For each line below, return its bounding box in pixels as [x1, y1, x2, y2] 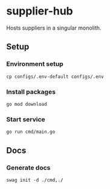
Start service [6, 115, 45, 123]
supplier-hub [6, 4, 74, 18]
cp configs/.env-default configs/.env [6, 74, 104, 80]
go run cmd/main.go [6, 129, 56, 135]
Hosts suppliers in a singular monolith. [6, 24, 102, 31]
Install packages [6, 88, 56, 96]
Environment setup [6, 60, 63, 68]
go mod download [6, 101, 47, 107]
